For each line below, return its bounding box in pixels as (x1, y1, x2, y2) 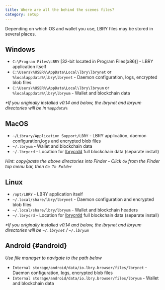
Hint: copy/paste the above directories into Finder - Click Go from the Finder (5, 158, 160, 164)
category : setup (5, 12, 39, 17)
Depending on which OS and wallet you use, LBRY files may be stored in (5, 25, 153, 31)
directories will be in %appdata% (5, 105, 68, 111)
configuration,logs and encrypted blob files (12, 138, 101, 144)
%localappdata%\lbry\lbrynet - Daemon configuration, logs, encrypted (12, 74, 158, 80)
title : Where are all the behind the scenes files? (5, 7, 114, 12)
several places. (5, 31, 36, 37)
